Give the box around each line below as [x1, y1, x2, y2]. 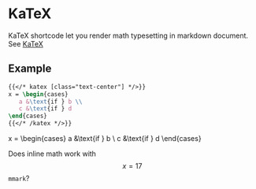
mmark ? [8, 174, 30, 183]
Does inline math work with [8, 149, 97, 158]
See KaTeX [8, 39, 43, 48]
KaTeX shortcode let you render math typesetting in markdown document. [8, 31, 249, 40]
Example [8, 62, 52, 76]
